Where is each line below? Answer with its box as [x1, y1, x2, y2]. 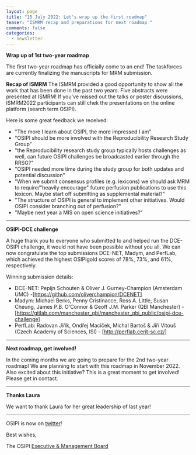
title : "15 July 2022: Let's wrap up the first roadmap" [6, 14, 148, 20]
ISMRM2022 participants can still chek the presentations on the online [6, 99, 175, 106]
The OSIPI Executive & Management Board [6, 443, 109, 449]
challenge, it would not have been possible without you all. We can [20, 243, 181, 250]
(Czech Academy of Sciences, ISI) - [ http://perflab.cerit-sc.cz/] [14, 328, 167, 335]
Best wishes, [6, 431, 37, 438]
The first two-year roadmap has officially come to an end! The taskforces [6, 63, 182, 70]
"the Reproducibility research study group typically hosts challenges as [14, 147, 187, 154]
